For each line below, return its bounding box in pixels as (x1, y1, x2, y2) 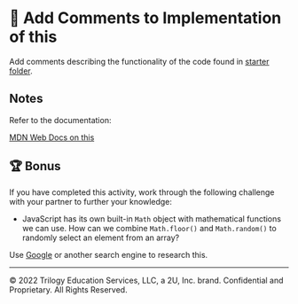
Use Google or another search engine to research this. (9, 249, 208, 260)
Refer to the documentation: (9, 114, 112, 125)
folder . (9, 66, 33, 76)
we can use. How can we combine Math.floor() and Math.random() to (21, 222, 277, 233)
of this (9, 27, 58, 47)
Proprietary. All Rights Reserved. (9, 284, 128, 295)
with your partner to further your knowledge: (9, 196, 173, 207)
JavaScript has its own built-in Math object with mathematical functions (21, 213, 282, 224)
